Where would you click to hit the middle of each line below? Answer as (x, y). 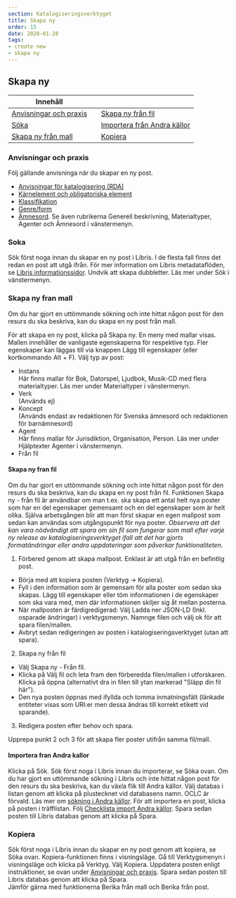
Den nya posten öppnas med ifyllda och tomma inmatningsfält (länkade (121, 697)
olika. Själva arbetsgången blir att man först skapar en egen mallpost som (114, 515)
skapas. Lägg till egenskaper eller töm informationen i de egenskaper (118, 595)
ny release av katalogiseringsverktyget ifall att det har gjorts (96, 537)
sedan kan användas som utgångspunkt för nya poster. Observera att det (114, 522)
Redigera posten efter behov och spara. (76, 725)
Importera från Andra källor (145, 125)
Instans (29, 371)
